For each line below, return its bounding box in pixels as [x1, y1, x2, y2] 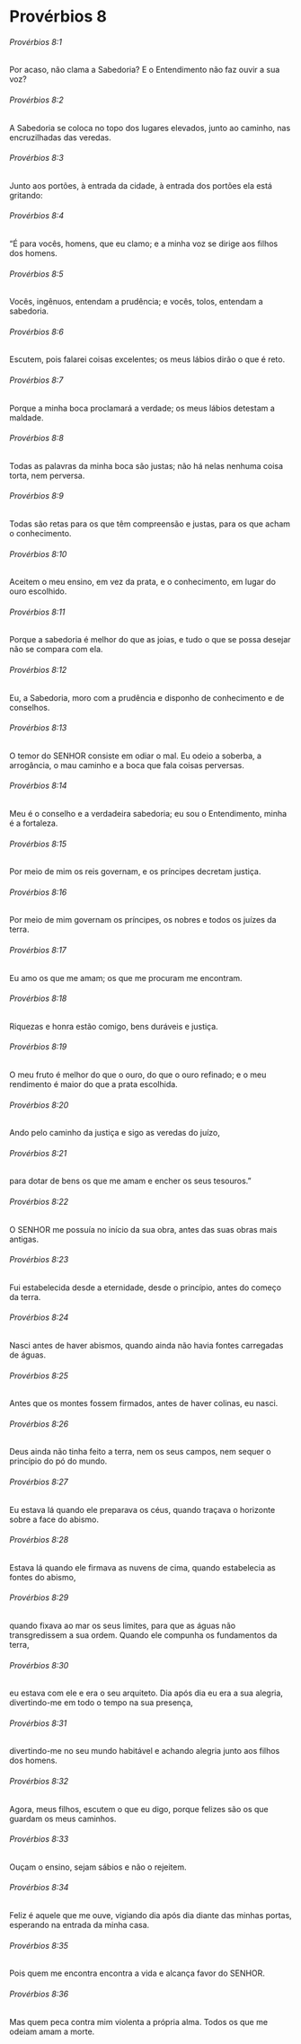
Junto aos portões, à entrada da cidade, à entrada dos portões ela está [9, 180, 272, 190]
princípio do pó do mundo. [9, 1456, 108, 1466]
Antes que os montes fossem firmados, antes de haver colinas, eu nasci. [9, 1398, 279, 1409]
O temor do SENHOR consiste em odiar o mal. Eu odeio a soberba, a [9, 750, 262, 761]
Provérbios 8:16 [9, 887, 67, 898]
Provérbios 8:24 [9, 1312, 69, 1323]
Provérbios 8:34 [9, 1882, 69, 1893]
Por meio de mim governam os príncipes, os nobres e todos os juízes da [9, 915, 277, 925]
